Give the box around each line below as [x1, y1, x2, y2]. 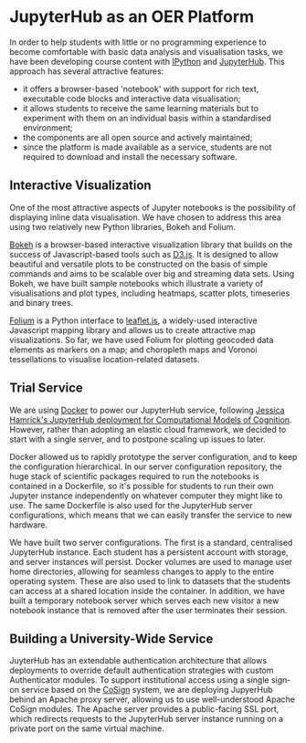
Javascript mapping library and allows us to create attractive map [9, 324, 256, 335]
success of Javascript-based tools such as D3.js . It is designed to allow [9, 248, 280, 259]
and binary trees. [9, 297, 74, 308]
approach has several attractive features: [9, 66, 164, 77]
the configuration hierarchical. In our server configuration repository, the [9, 461, 282, 472]
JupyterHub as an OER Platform [9, 6, 255, 27]
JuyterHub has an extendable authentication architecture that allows [9, 655, 268, 666]
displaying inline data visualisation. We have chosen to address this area [9, 212, 281, 223]
